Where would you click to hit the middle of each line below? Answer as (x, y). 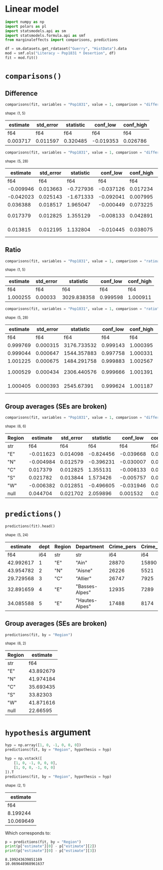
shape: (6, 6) (16, 426)
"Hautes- (86, 600)
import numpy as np (25, 22)
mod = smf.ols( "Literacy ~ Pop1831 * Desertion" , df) (61, 53)
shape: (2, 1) (15, 785)
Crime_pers (123, 546)
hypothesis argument (48, 732)
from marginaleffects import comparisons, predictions (62, 40)
